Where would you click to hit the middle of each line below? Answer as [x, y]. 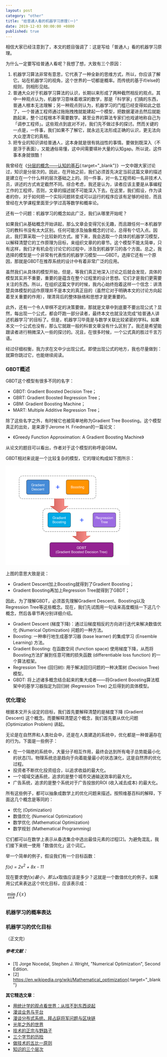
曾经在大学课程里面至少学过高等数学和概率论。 [53, 203]
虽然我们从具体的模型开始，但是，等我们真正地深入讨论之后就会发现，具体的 [84, 272]
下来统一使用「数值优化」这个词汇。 [51, 846]
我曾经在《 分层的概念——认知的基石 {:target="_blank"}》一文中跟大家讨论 [81, 166]
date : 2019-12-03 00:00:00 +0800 [40, 26]
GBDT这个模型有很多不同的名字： [40, 381]
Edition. [21, 969]
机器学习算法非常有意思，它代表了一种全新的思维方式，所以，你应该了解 [86, 74]
